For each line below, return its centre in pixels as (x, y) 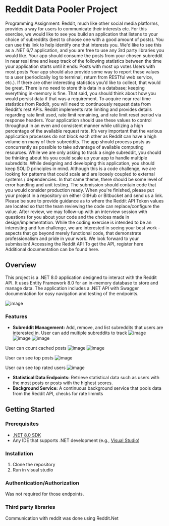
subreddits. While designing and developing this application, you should (80, 163)
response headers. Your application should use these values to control (78, 120)
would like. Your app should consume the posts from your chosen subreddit (84, 55)
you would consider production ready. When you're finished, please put (80, 190)
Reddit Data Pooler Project (61, 9)
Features (16, 316)
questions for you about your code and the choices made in (67, 217)
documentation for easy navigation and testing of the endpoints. (72, 293)
